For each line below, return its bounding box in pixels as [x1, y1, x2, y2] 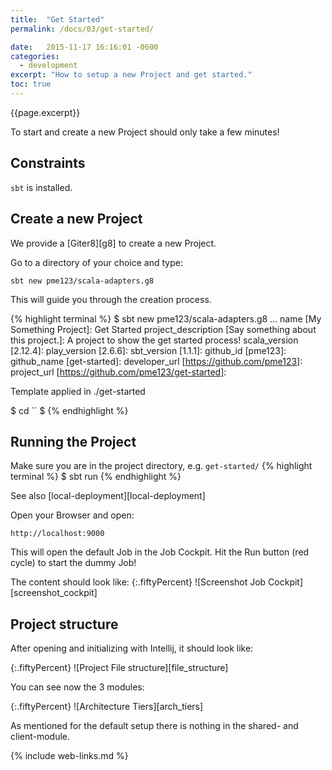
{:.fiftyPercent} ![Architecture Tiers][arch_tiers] [10, 701, 204, 713]
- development [19, 61, 78, 71]
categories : [10, 51, 60, 61]
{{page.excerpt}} [10, 106, 81, 118]
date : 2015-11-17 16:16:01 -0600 [10, 42, 159, 52]
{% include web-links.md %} [10, 750, 129, 762]
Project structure [10, 616, 119, 633]
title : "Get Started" [10, 14, 105, 25]
